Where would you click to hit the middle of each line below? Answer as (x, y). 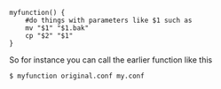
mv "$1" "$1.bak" (57, 28)
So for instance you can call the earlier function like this (111, 60)
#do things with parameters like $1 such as (109, 20)
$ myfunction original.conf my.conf (77, 76)
